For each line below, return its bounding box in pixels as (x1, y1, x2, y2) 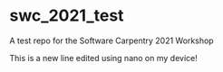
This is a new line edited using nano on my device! (9, 52, 198, 63)
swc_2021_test (9, 5, 124, 26)
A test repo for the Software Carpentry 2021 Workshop (9, 35, 215, 46)
